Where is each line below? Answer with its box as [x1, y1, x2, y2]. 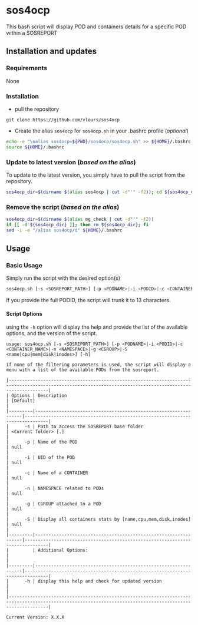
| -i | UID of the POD [6, 454, 75, 460]
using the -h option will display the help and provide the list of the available [6, 323, 188, 330]
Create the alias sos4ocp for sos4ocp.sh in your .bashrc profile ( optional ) [14, 127, 189, 134]
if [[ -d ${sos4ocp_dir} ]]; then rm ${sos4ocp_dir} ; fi [6, 222, 149, 228]
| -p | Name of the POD [6, 439, 78, 445]
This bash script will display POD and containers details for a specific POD [6, 23, 187, 30]
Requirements [6, 64, 48, 72]
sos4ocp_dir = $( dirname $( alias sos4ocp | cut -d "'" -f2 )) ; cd [6, 189, 162, 195]
